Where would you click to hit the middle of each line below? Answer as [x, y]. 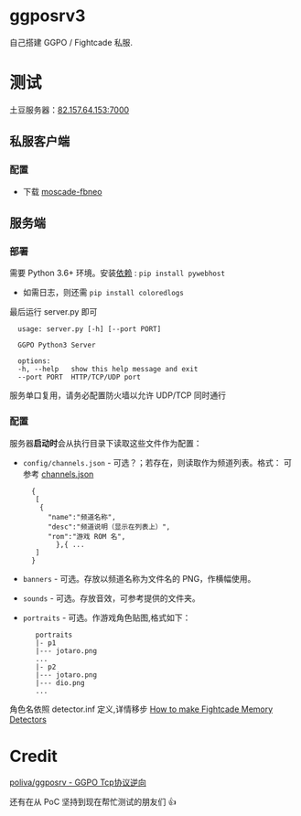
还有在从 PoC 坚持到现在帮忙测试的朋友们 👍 [93, 802]
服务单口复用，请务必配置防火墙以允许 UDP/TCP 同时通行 [118, 395]
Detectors [28, 719]
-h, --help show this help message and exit [108, 370]
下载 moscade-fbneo [62, 191]
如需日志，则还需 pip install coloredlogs [103, 293]
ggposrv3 [48, 16]
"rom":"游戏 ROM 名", [86, 536]
